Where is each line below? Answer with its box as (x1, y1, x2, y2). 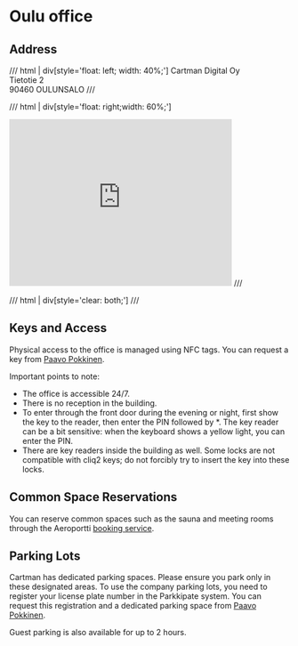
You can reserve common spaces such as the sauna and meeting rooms (9, 513, 274, 524)
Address (9, 42, 58, 57)
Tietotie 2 (9, 75, 44, 85)
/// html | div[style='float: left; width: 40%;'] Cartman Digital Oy (9, 65, 240, 76)
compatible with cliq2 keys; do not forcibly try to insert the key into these (21, 454, 290, 464)
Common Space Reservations (9, 489, 178, 505)
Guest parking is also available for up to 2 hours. (9, 627, 187, 638)
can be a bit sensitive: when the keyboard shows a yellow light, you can (21, 425, 286, 437)
